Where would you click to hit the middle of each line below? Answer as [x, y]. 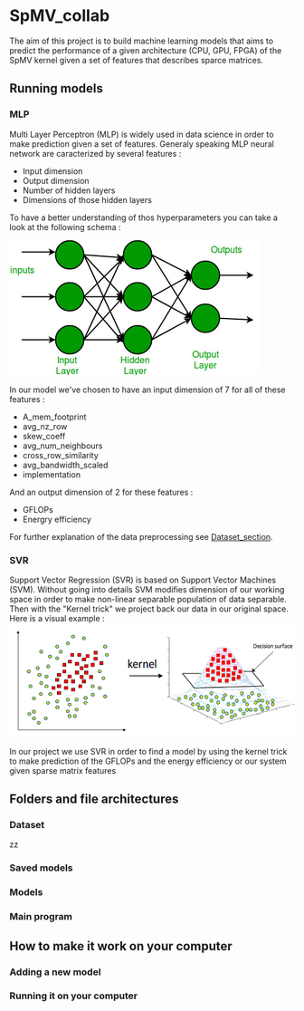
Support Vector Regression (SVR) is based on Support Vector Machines [143, 580]
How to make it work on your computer [121, 946]
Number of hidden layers [69, 190]
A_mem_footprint [54, 417]
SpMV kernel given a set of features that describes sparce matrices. [137, 60]
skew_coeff [44, 436]
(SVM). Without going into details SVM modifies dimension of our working [147, 589]
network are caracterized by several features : [95, 153]
